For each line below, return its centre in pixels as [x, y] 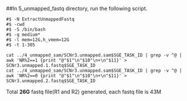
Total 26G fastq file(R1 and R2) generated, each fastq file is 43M [84, 92]
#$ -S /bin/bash [26, 29]
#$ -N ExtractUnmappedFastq [40, 19]
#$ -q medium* [23, 35]
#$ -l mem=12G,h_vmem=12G [38, 40]
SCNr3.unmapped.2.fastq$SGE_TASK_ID [51, 81]
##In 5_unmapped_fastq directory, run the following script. [77, 9]
